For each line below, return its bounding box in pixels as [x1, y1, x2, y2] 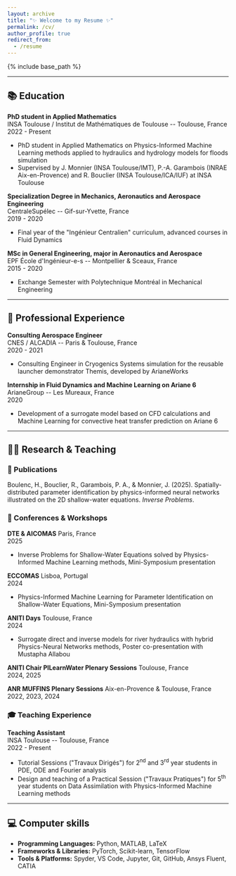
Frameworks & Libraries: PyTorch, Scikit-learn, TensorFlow [17, 847, 190, 856]
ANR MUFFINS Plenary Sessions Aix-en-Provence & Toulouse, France [7, 684, 212, 693]
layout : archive [7, 10, 55, 18]
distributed [7, 488, 39, 497]
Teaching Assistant [7, 728, 65, 737]
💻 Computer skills [7, 817, 90, 829]
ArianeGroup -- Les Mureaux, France [7, 388, 114, 396]
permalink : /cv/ [7, 23, 55, 30]
